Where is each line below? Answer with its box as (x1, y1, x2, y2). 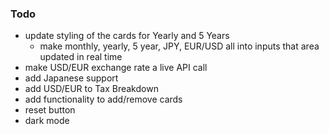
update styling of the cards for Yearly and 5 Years (24, 30, 230, 42)
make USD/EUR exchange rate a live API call (24, 62, 208, 74)
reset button (24, 104, 76, 116)
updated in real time (39, 51, 123, 63)
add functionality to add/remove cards (24, 93, 183, 106)
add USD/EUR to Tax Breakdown (24, 83, 159, 95)
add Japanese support (24, 72, 119, 84)
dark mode (24, 115, 70, 127)
